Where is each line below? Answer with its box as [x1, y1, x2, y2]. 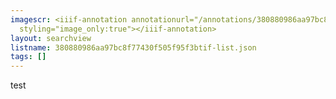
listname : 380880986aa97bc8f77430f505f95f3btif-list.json [10, 42, 257, 53]
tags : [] [10, 52, 47, 62]
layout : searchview [10, 33, 92, 43]
